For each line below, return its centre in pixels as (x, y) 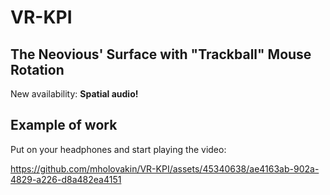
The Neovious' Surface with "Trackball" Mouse (161, 54)
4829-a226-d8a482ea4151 (66, 179)
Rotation (37, 69)
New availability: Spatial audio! (74, 94)
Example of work (64, 125)
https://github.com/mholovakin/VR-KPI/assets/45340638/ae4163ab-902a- (165, 168)
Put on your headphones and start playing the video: (118, 149)
